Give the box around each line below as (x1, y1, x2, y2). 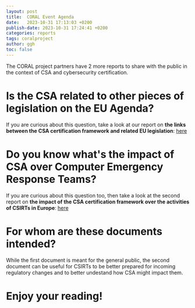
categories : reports (6, 30, 56, 36)
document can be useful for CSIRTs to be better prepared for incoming (6, 262, 176, 269)
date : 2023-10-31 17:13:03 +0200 (6, 19, 93, 25)
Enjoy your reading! (6, 289, 103, 303)
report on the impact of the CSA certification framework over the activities (6, 198, 190, 205)
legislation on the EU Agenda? (6, 102, 154, 115)
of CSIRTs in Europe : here (6, 204, 69, 211)
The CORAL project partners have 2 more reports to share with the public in (6, 63, 187, 70)
